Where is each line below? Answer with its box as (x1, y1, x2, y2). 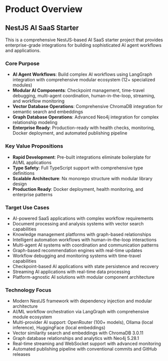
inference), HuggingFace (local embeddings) (12, 325, 106, 331)
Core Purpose (5, 60, 40, 67)
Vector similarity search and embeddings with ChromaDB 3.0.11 (12, 330, 144, 336)
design (12, 181, 27, 187)
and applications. (5, 48, 41, 53)
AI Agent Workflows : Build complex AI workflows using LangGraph (12, 71, 152, 77)
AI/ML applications (12, 159, 52, 165)
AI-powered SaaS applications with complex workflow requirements (12, 215, 153, 221)
